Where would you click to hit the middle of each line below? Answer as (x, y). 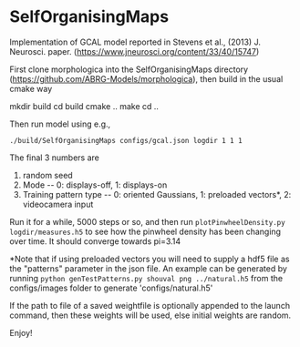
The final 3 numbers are (55, 158)
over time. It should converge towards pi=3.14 (95, 241)
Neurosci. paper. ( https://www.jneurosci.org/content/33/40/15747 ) (134, 51)
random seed (47, 175)
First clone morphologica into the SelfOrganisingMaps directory (129, 69)
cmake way (31, 88)
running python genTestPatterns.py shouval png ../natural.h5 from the (146, 278)
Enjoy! (21, 332)
